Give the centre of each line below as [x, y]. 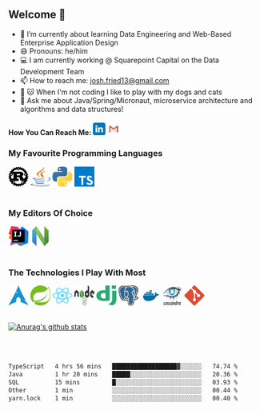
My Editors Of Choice [51, 213]
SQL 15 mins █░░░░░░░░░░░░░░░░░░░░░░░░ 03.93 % [123, 383]
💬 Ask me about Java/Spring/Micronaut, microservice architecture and [136, 100]
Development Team [52, 71]
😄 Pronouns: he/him [54, 51]
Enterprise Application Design [69, 42]
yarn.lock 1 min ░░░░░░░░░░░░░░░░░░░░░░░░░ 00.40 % [123, 399]
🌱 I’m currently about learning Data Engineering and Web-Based [126, 34]
